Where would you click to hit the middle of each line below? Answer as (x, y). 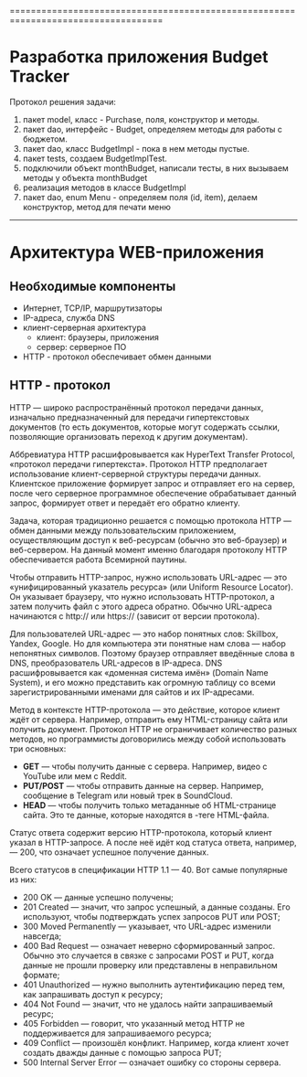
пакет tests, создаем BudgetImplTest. (95, 158)
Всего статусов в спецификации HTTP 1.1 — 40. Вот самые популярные (148, 869)
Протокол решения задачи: (63, 101)
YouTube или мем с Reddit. (75, 776)
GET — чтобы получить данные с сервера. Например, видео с (145, 766)
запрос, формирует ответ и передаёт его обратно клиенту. (125, 503)
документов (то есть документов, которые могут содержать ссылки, (145, 427)
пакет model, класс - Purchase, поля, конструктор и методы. (141, 119)
